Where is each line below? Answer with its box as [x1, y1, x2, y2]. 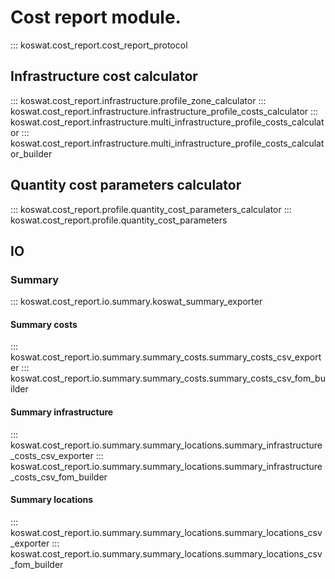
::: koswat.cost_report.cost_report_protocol [10, 39, 188, 51]
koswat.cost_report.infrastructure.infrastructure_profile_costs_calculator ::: [10, 105, 319, 117]
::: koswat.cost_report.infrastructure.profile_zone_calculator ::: [10, 94, 267, 106]
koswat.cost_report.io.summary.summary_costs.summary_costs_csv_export [10, 351, 322, 363]
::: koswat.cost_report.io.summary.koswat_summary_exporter [10, 296, 263, 308]
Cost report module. [10, 6, 182, 29]
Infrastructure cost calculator [10, 68, 198, 85]
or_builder [10, 147, 53, 160]
